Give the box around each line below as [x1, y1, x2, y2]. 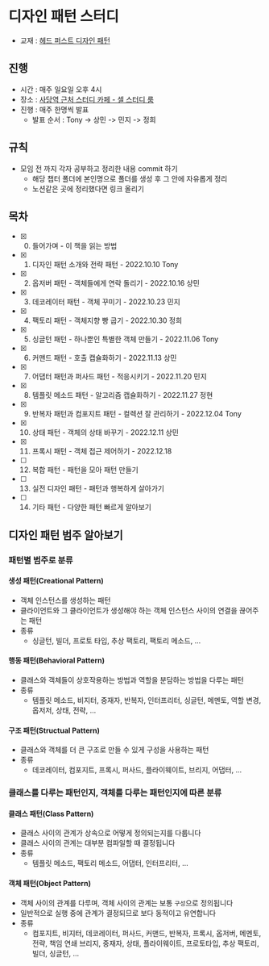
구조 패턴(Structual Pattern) [8, 726, 101, 735]
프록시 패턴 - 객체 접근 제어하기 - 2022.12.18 [31, 446, 172, 456]
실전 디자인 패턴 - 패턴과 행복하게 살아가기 [31, 483, 165, 493]
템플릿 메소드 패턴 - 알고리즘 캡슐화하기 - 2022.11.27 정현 [31, 391, 213, 400]
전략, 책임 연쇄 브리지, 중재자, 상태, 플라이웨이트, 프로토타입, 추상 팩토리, [31, 938, 259, 948]
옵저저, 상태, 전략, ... [31, 705, 97, 715]
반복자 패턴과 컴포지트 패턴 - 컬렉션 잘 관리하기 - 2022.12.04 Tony [31, 409, 242, 419]
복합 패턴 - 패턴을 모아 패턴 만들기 [31, 465, 139, 475]
